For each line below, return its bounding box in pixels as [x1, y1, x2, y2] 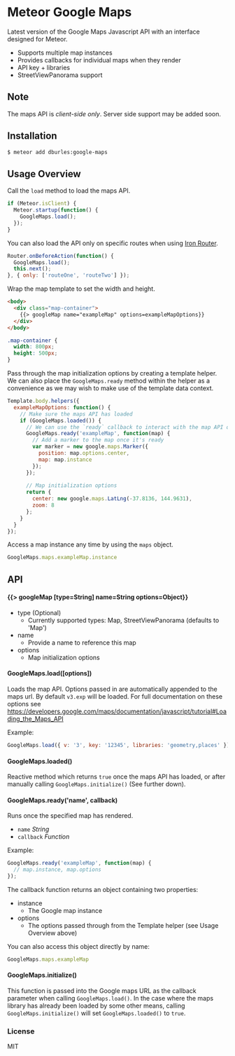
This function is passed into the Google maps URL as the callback [7, 987, 197, 995]
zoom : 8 [32, 502, 55, 509]
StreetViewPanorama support [17, 71, 103, 79]
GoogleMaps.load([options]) [7, 669, 92, 678]
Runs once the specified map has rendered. [7, 811, 134, 820]
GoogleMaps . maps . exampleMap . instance [7, 554, 117, 561]
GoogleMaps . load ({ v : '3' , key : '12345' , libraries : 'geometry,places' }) [7, 742, 230, 749]
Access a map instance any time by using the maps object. [7, 540, 173, 549]
